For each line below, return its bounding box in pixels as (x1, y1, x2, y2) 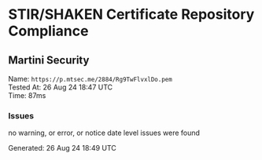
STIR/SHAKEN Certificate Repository (8, 5, 255, 24)
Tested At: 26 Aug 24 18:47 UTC (8, 82, 113, 92)
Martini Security (8, 53, 90, 67)
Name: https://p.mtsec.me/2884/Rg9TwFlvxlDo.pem (8, 75, 173, 83)
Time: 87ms (8, 91, 46, 100)
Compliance (8, 22, 89, 40)
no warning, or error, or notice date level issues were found (8, 128, 201, 138)
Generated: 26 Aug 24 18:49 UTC (8, 144, 116, 153)
